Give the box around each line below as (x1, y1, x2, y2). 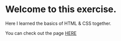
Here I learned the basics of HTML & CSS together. (5, 20, 111, 26)
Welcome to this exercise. (5, 4, 116, 15)
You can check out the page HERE (5, 30, 77, 36)
